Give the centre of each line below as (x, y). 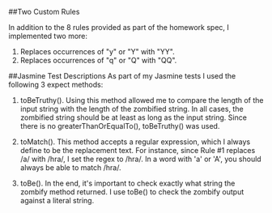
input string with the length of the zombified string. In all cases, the (132, 109)
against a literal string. (57, 200)
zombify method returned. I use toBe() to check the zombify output (132, 192)
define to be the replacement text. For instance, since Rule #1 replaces (138, 150)
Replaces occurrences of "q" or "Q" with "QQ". (98, 60)
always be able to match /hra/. (70, 168)
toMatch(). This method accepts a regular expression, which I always (135, 142)
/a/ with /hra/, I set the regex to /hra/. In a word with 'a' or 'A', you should (140, 159)
